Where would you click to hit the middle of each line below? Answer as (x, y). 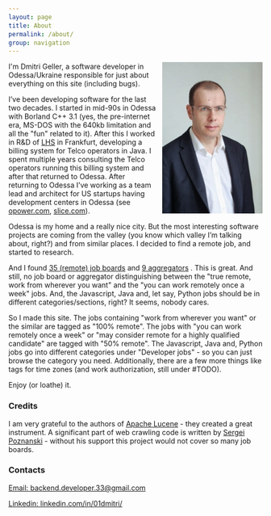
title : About (30, 25)
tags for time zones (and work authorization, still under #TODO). (115, 369)
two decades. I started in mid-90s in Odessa (82, 108)
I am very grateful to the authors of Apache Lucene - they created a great (130, 423)
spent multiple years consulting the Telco (77, 159)
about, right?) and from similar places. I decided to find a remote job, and (130, 244)
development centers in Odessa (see (69, 203)
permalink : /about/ (41, 34)
